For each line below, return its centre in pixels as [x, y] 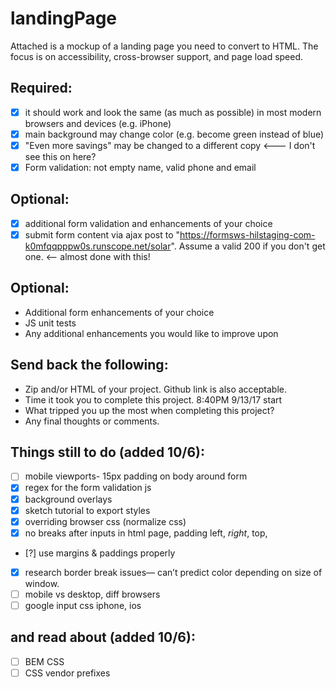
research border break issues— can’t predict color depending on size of [173, 572]
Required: [41, 88]
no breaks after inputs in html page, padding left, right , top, [146, 533]
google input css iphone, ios [83, 605]
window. [42, 583]
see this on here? [60, 156]
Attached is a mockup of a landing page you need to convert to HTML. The [164, 46]
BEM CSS [44, 661]
